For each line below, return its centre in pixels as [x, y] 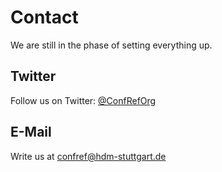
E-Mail [31, 132]
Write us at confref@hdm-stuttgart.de [88, 156]
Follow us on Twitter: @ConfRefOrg [83, 100]
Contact [44, 17]
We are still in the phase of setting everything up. [111, 45]
